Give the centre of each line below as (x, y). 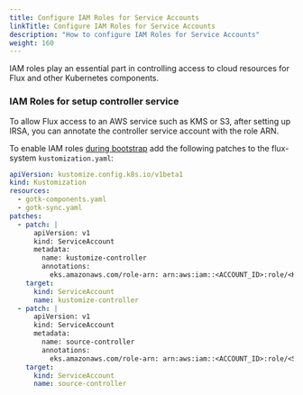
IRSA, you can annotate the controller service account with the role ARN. (144, 131)
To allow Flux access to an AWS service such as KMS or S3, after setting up (150, 121)
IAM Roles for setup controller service (94, 102)
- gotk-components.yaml (62, 199)
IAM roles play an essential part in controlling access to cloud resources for (150, 69)
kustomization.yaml (75, 159)
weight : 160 (32, 43)
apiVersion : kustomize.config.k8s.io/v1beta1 (96, 174)
